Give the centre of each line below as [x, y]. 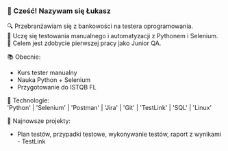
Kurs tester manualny [47, 73]
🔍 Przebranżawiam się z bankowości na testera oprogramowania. [100, 26]
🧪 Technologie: [28, 100]
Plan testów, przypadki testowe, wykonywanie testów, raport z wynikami [119, 134]
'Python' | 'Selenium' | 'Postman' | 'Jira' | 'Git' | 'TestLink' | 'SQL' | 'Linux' [110, 108]
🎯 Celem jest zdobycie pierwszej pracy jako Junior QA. [84, 43]
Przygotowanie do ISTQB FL [57, 87]
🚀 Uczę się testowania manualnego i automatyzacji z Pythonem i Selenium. [113, 36]
